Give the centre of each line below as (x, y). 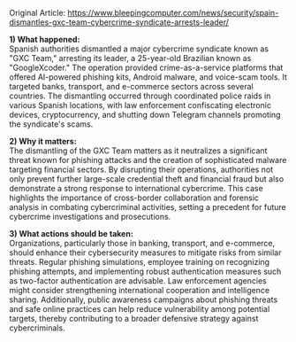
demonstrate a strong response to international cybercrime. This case (136, 188)
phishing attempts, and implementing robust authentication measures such (145, 271)
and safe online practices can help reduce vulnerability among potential (140, 309)
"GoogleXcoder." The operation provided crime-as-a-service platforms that (146, 67)
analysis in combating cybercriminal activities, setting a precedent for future (148, 207)
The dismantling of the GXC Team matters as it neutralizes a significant (138, 151)
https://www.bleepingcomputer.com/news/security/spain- (173, 13)
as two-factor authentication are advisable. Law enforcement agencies (138, 281)
